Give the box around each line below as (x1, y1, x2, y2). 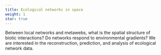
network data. (5, 45, 34, 52)
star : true (5, 16, 28, 21)
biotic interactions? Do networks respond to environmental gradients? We (5, 35, 156, 41)
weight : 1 (5, 12, 26, 17)
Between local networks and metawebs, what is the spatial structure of (5, 30, 151, 36)
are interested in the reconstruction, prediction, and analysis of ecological (5, 40, 157, 46)
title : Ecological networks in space (5, 7, 83, 12)
